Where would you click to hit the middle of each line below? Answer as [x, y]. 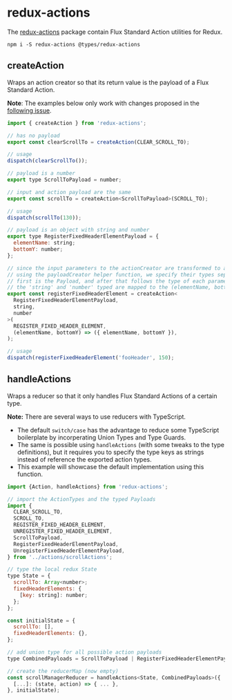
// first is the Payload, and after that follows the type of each [106, 281]
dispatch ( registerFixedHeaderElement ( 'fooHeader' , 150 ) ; [91, 358]
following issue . [29, 110]
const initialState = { [41, 621]
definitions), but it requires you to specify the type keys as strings [110, 452]
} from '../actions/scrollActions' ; [60, 557]
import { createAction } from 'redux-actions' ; [77, 123]
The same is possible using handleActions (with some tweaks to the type [120, 444]
